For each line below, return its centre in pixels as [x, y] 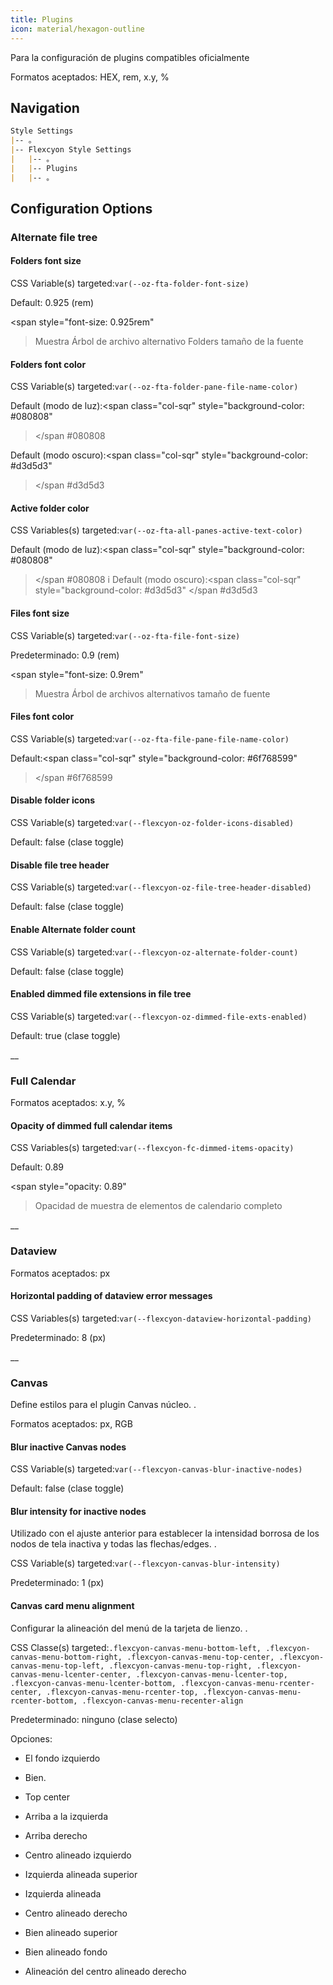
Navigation [45, 107]
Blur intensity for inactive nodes [78, 1511]
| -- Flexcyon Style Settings [71, 150]
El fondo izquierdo [62, 1758]
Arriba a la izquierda [66, 1816]
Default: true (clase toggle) [65, 1035]
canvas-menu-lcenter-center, [71, 1674]
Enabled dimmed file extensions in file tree [101, 994]
